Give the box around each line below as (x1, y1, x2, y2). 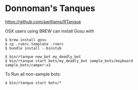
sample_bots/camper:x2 (5, 63, 51, 67)
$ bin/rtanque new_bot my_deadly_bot (5, 54, 81, 59)
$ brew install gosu (5, 37, 47, 42)
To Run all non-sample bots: (5, 71, 61, 77)
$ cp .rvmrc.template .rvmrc (5, 41, 64, 46)
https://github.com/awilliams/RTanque (5, 19, 81, 25)
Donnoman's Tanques (5, 3, 95, 14)
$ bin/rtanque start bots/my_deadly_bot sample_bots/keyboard (5, 58, 133, 63)
